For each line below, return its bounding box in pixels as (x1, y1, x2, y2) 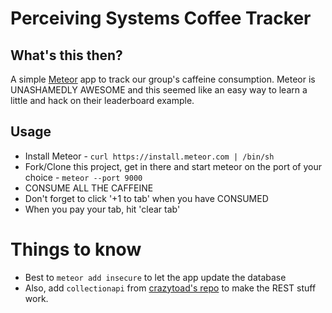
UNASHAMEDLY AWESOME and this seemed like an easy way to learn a (10, 84, 308, 96)
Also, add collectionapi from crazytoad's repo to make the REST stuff (24, 282, 317, 294)
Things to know (10, 238, 142, 261)
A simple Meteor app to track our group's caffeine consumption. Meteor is (10, 73, 316, 85)
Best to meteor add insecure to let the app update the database (24, 271, 287, 283)
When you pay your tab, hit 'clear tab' (24, 203, 181, 215)
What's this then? (10, 47, 123, 64)
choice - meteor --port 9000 (24, 171, 143, 183)
